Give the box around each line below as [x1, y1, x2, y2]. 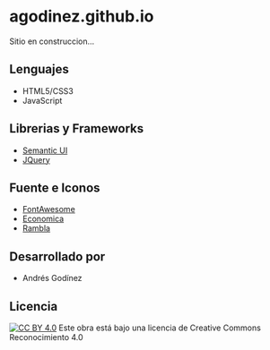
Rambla [22, 223, 51, 234]
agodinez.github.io [9, 6, 154, 27]
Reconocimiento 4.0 [9, 332, 83, 342]
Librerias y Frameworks [9, 121, 144, 136]
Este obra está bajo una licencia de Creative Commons [58, 322, 262, 333]
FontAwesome [22, 204, 76, 215]
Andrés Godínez [22, 273, 83, 284]
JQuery [22, 154, 51, 165]
